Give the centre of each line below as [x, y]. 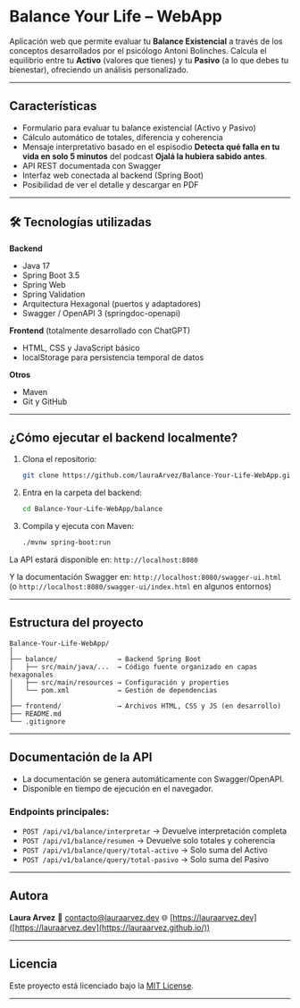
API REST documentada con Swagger [92, 165]
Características [53, 106]
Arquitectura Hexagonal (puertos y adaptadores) [112, 303]
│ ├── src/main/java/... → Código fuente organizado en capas [133, 667]
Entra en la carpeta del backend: [82, 492]
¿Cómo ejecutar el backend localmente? [124, 437]
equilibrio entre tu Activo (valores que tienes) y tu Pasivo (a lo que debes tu [149, 60]
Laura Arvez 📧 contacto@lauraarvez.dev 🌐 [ [91, 917]
